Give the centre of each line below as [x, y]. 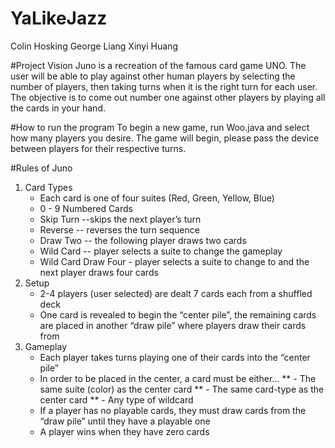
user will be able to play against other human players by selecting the [153, 76]
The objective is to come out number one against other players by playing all [168, 97]
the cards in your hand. [58, 108]
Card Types [48, 187]
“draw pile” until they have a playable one [125, 421]
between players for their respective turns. [98, 148]
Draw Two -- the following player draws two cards [143, 240]
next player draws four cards [99, 272]
